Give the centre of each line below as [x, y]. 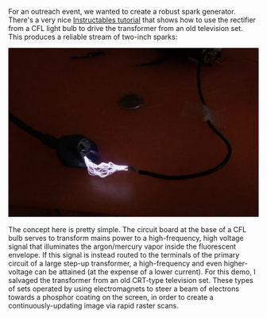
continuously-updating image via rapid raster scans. [93, 305]
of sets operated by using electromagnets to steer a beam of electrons [124, 289]
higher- [236, 263]
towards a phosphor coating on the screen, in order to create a [111, 297]
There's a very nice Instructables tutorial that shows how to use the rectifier [132, 20]
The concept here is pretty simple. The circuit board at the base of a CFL [128, 229]
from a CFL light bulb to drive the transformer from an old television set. [126, 28]
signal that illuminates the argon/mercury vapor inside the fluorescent [122, 246]
